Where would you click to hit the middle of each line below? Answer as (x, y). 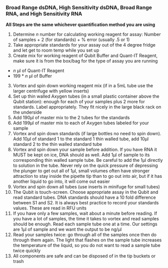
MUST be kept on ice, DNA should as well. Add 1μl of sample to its (81, 155)
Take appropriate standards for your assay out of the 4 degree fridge (84, 45)
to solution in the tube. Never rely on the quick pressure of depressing (86, 166)
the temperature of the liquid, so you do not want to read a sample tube (87, 245)
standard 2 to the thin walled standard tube (57, 144)
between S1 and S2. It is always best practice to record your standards (86, 203)
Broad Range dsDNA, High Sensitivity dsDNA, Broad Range (79, 8)
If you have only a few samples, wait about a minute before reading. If (85, 213)
